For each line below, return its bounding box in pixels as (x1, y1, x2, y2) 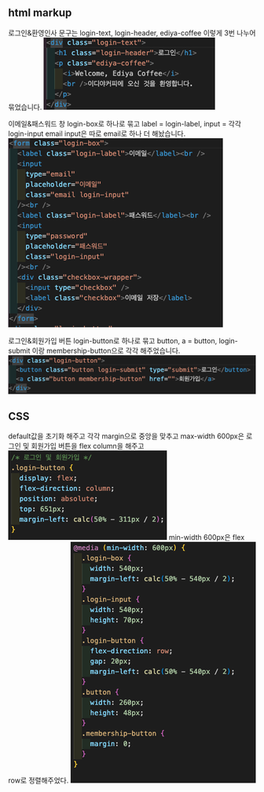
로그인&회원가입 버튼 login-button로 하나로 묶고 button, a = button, (8, 335, 218, 345)
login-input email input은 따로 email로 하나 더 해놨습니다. (8, 129, 186, 138)
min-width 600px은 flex (168, 533, 245, 542)
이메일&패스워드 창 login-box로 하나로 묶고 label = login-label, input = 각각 (8, 119, 242, 128)
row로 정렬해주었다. (8, 775, 69, 785)
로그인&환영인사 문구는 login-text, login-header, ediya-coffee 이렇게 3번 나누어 (8, 27, 256, 38)
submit (8, 346, 31, 355)
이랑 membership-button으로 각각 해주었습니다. (31, 346, 181, 355)
